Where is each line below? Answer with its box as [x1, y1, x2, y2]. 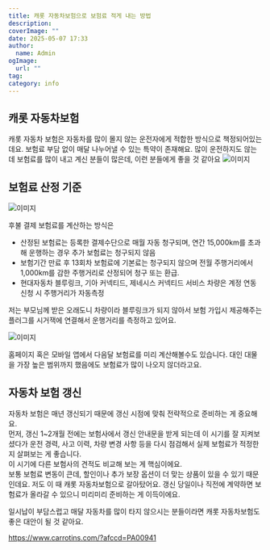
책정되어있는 [222, 134, 263, 144]
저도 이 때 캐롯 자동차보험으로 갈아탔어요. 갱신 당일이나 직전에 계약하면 [31, 479, 254, 489]
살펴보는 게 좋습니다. [16, 449, 82, 459]
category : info [8, 79, 60, 87]
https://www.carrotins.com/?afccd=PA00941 [8, 532, 157, 542]
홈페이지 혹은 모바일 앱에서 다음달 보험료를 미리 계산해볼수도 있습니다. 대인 [8, 350, 243, 359]
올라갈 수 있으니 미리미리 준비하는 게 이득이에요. [29, 489, 181, 499]
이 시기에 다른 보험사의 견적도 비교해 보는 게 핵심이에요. [8, 459, 183, 468]
